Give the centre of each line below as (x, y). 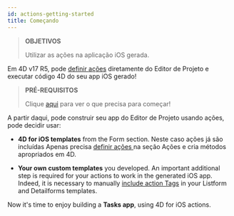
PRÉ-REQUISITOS (51, 90)
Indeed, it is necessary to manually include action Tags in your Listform (122, 183)
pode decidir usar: (34, 125)
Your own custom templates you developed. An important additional (119, 168)
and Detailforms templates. (57, 190)
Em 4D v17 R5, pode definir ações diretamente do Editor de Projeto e (108, 68)
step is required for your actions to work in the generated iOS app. (115, 175)
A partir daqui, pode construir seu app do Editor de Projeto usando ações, (116, 118)
